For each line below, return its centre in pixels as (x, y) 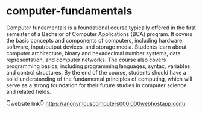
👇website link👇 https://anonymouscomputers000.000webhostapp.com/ (96, 103)
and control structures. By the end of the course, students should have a (96, 72)
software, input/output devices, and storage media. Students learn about (96, 47)
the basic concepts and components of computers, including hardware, (95, 40)
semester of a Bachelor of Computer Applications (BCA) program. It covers (99, 34)
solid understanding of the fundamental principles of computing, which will (99, 79)
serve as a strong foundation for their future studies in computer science (96, 85)
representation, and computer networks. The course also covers (86, 60)
